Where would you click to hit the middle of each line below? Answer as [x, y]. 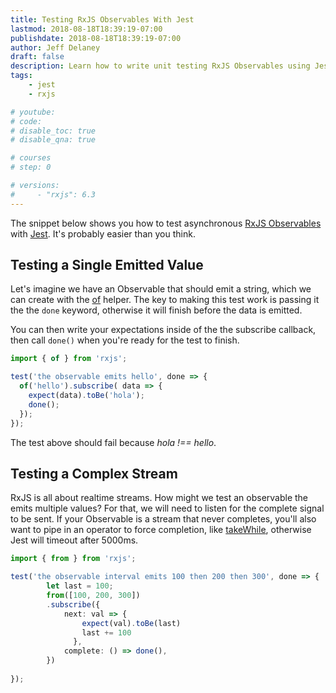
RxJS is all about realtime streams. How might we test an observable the [159, 498]
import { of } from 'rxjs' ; [69, 359]
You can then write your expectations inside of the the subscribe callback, [163, 330]
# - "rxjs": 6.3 [53, 194]
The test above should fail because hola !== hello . [113, 442]
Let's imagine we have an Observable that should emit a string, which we [161, 289]
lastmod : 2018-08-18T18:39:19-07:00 [86, 29]
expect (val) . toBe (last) [131, 623]
